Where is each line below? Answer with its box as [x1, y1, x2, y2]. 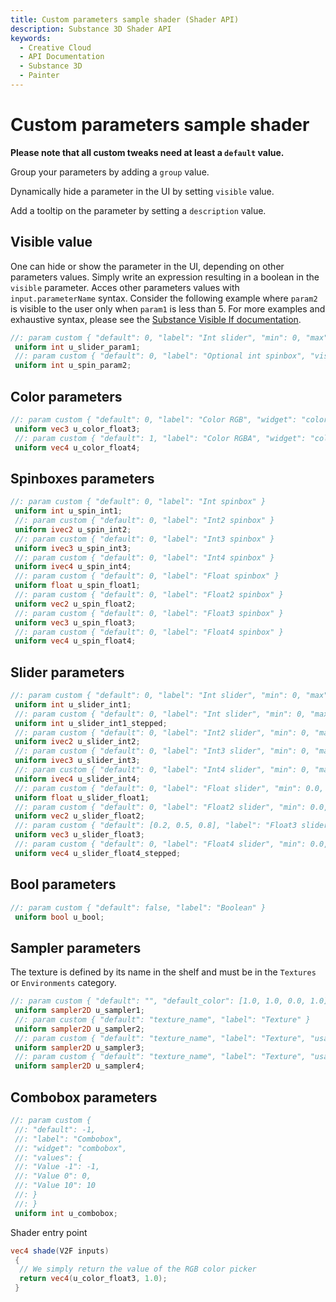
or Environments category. [10, 977, 117, 989]
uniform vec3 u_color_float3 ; [14, 424, 141, 434]
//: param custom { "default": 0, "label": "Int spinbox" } [10, 497, 267, 507]
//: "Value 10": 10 [14, 1181, 97, 1191]
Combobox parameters [10, 1089, 158, 1106]
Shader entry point [10, 1226, 88, 1238]
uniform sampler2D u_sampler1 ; [14, 1006, 145, 1016]
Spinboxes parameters [10, 470, 155, 487]
